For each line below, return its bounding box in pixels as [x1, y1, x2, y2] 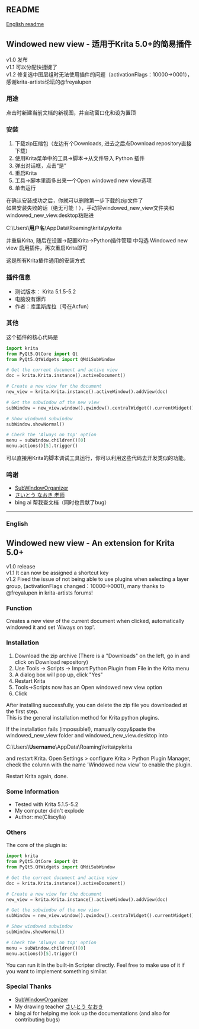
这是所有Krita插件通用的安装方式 [6, 257, 85, 264]
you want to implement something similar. [6, 967, 108, 974]
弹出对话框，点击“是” [14, 162, 67, 170]
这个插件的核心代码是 [6, 333, 58, 340]
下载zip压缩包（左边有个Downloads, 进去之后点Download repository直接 [14, 140, 192, 147]
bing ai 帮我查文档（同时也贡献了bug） [14, 499, 110, 506]
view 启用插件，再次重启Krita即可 [6, 244, 88, 251]
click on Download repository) [14, 658, 89, 666]
